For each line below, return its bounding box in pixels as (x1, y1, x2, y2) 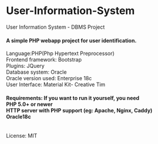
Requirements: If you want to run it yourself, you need (6, 94, 139, 101)
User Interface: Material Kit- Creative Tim (6, 81, 105, 88)
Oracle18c (6, 113, 31, 120)
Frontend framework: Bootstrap (6, 56, 82, 63)
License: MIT (6, 132, 37, 139)
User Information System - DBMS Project (6, 23, 105, 30)
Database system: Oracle (6, 68, 67, 76)
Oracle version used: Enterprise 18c (6, 75, 92, 82)
